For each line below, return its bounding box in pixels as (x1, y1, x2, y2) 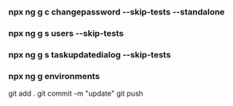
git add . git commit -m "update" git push (8, 88, 144, 98)
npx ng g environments (8, 70, 100, 81)
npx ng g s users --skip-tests (8, 27, 124, 38)
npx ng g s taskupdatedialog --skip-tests (8, 49, 171, 60)
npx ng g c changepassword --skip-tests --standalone (8, 6, 226, 18)
